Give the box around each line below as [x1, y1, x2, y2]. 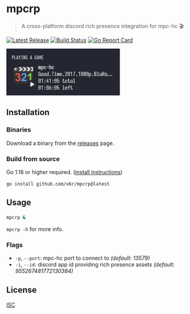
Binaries [6, 125, 32, 134]
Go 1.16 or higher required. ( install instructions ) [6, 168, 123, 175]
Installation [6, 107, 50, 117]
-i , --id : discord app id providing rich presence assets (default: [15, 260, 175, 268]
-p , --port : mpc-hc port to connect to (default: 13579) [15, 254, 151, 262]
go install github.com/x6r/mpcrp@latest [6, 181, 110, 187]
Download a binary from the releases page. [6, 139, 115, 147]
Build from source [6, 155, 60, 163]
